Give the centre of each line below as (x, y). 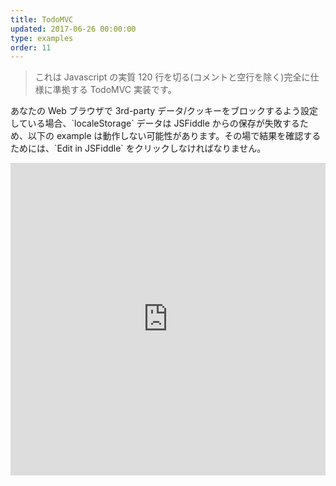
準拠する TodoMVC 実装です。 (114, 90)
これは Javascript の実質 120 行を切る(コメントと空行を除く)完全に (172, 77)
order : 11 (31, 47)
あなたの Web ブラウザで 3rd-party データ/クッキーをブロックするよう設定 (164, 111)
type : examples (42, 38)
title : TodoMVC (42, 19)
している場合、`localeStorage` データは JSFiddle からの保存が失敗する (155, 123)
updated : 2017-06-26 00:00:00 (73, 29)
